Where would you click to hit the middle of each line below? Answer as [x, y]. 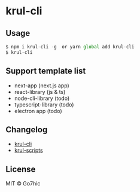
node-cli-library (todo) [42, 98]
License [21, 169]
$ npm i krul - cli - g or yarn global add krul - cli [70, 47]
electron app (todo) [38, 111]
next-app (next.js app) [42, 86]
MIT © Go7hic [23, 184]
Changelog [27, 129]
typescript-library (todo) [44, 104]
